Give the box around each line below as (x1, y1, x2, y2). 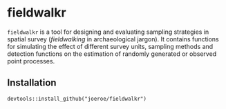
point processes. (7, 57, 55, 65)
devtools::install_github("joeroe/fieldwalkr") (7, 95, 147, 102)
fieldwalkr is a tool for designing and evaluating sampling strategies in (7, 28, 209, 36)
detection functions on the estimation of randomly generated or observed (7, 50, 217, 58)
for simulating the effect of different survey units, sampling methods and (7, 42, 214, 50)
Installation (7, 77, 57, 89)
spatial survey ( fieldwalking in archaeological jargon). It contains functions (7, 34, 219, 43)
